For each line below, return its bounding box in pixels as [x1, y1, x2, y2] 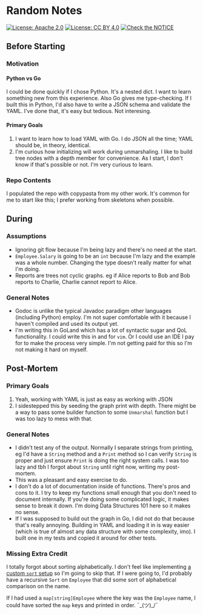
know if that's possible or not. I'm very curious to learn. [15, 160, 153, 168]
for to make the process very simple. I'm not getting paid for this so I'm [15, 339, 193, 346]
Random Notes [6, 4, 82, 18]
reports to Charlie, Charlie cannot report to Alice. [15, 278, 138, 286]
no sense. [15, 508, 40, 515]
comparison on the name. [6, 583, 71, 590]
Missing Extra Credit [6, 549, 68, 558]
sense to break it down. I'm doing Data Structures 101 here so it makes [15, 502, 191, 509]
